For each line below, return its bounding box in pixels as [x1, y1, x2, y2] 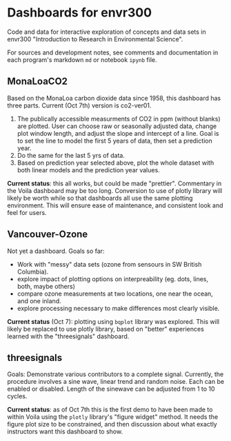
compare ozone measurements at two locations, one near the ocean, [17, 289, 214, 298]
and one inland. [17, 296, 61, 305]
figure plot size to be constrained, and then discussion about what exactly [7, 420, 217, 429]
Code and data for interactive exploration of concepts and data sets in [7, 28, 206, 36]
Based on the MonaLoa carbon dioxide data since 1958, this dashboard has [7, 94, 221, 102]
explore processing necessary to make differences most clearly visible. [17, 304, 220, 312]
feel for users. [7, 208, 47, 216]
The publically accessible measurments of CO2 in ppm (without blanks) [17, 114, 221, 123]
